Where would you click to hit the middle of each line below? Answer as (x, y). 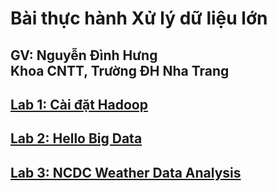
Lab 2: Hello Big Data (76, 138)
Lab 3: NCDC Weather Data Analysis (126, 172)
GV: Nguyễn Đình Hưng (84, 55)
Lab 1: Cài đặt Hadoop (79, 104)
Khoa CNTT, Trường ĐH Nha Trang (120, 70)
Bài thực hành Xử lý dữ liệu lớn (139, 18)
